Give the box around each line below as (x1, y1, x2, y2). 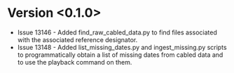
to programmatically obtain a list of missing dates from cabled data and (17, 51, 223, 59)
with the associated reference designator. (17, 35, 138, 44)
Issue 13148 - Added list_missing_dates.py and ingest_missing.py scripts (17, 43, 227, 51)
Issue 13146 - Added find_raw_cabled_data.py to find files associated (17, 28, 217, 36)
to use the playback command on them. (17, 58, 132, 66)
